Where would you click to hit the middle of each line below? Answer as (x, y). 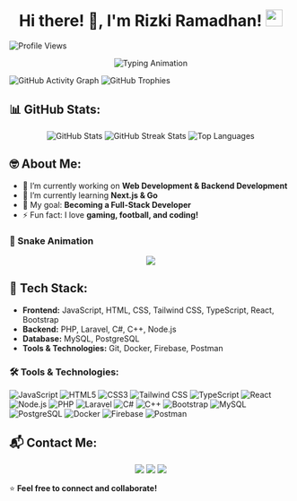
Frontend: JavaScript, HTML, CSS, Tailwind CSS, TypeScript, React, (148, 310)
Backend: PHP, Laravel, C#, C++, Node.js (99, 329)
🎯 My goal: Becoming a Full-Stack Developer (106, 204)
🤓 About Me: (46, 164)
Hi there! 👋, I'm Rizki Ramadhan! (141, 21)
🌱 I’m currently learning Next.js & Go (90, 195)
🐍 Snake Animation (52, 241)
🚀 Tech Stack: (48, 288)
